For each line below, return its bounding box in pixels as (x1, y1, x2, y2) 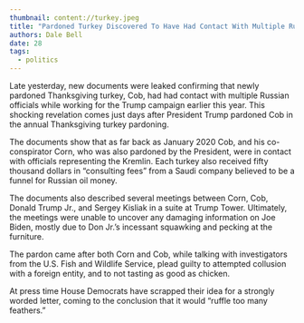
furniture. (9, 231, 44, 241)
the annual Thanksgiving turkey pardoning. (9, 119, 169, 130)
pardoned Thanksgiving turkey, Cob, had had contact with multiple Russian (9, 90, 290, 101)
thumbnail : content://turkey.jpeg (9, 13, 140, 23)
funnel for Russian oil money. (9, 175, 118, 186)
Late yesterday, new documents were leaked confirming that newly (9, 81, 260, 91)
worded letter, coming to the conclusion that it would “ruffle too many (9, 296, 269, 306)
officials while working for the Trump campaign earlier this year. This (9, 100, 265, 110)
